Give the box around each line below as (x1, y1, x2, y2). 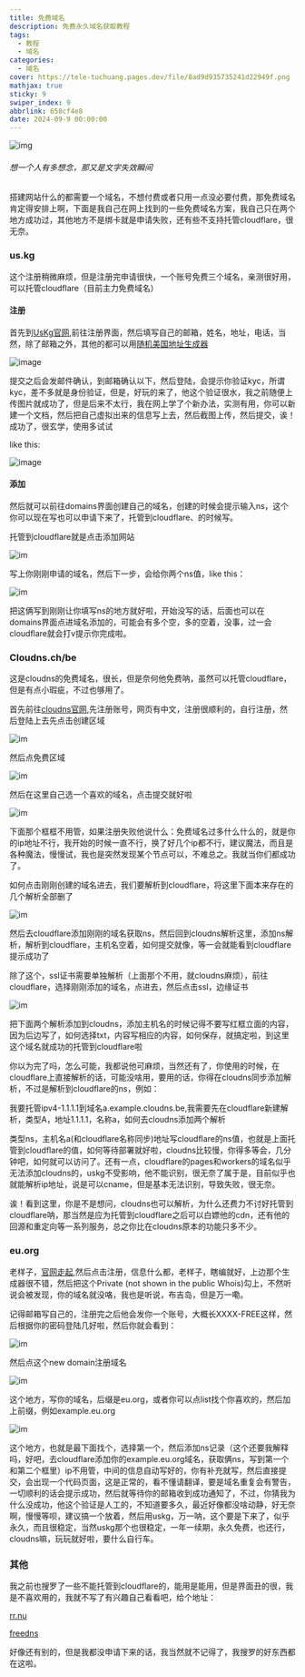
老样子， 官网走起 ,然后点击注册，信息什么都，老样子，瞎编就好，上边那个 (9, 1266, 283, 1277)
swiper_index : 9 (9, 97, 71, 107)
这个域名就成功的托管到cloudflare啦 (9, 1042, 143, 1052)
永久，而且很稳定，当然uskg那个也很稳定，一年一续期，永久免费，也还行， (9, 1521, 290, 1532)
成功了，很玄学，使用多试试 (9, 421, 113, 432)
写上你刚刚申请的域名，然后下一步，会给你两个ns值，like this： (9, 568, 246, 579)
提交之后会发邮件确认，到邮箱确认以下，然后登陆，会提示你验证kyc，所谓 (9, 375, 286, 386)
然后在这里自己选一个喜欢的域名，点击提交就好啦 (9, 789, 192, 800)
